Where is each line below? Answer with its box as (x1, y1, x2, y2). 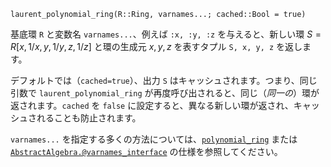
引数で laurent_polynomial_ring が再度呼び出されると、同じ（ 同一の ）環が (10, 87, 320, 99)
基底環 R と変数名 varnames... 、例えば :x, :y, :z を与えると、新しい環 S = (10, 28, 322, 40)
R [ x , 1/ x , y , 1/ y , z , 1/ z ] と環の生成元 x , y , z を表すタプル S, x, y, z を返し (10, 41, 303, 52)
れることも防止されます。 (36, 112, 142, 124)
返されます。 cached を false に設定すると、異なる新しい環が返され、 (10, 100, 294, 111)
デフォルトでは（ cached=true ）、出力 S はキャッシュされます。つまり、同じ (10, 75, 318, 86)
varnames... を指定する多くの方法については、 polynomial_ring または (10, 133, 298, 145)
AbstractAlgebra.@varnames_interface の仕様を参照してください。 (10, 146, 283, 157)
